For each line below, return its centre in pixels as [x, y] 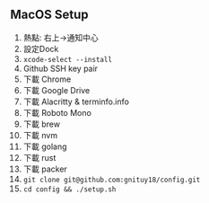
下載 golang [45, 146]
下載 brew [42, 124]
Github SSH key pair [60, 68]
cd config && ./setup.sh [70, 189]
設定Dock [41, 49]
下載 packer [45, 169]
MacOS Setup [49, 15]
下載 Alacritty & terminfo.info [76, 101]
